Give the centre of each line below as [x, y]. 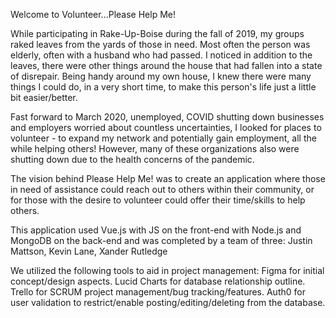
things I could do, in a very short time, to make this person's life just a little [163, 87]
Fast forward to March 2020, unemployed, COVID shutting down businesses [167, 117]
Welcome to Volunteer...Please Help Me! [93, 14]
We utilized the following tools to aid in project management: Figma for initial [167, 270]
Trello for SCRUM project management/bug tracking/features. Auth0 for [158, 292]
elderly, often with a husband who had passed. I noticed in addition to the [161, 55]
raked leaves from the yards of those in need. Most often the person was [160, 44]
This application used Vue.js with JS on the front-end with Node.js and [156, 230]
